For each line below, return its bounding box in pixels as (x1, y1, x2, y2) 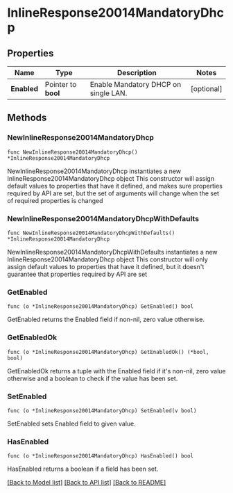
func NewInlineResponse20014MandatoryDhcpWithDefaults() (7, 229, 175, 236)
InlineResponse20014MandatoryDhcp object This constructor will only (7, 255, 208, 264)
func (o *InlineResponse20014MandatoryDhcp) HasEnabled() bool (7, 453, 194, 460)
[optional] (190, 84, 223, 93)
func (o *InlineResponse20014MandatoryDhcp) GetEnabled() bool (7, 303, 194, 310)
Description (116, 68, 157, 77)
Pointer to (44, 80, 77, 89)
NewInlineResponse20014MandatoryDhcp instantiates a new (7, 167, 182, 175)
